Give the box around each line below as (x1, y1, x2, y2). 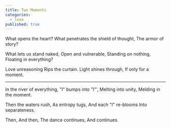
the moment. (5, 92, 32, 98)
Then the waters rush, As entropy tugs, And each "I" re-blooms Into (5, 101, 148, 108)
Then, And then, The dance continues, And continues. (5, 117, 119, 123)
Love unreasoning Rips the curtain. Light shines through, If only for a (5, 66, 149, 72)
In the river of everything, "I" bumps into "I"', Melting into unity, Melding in (5, 86, 160, 92)
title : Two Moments (5, 7, 47, 13)
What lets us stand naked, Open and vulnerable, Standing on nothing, (5, 51, 151, 57)
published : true (5, 21, 40, 27)
